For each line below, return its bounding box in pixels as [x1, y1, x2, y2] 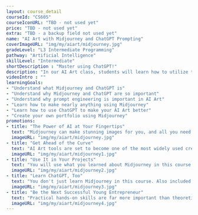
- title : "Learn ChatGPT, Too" [6, 173, 83, 179]
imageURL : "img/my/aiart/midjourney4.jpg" [11, 200, 117, 206]
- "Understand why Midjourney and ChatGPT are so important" [6, 91, 160, 97]
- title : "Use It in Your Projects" [6, 157, 96, 163]
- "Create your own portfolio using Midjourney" [6, 113, 128, 118]
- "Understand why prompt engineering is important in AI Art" [6, 96, 165, 102]
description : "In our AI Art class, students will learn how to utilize [6, 69, 189, 75]
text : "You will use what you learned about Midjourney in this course [11, 162, 192, 168]
